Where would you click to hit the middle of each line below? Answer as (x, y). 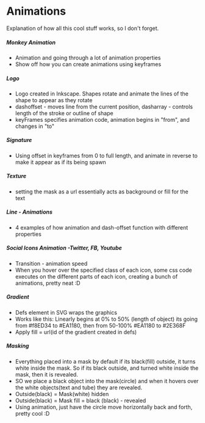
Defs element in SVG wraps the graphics (66, 312)
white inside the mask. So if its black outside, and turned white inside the (107, 368)
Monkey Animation (31, 42)
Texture (16, 176)
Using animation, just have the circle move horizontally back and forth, (104, 407)
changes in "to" (35, 126)
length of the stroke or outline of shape (64, 113)
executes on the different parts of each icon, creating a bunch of (96, 276)
